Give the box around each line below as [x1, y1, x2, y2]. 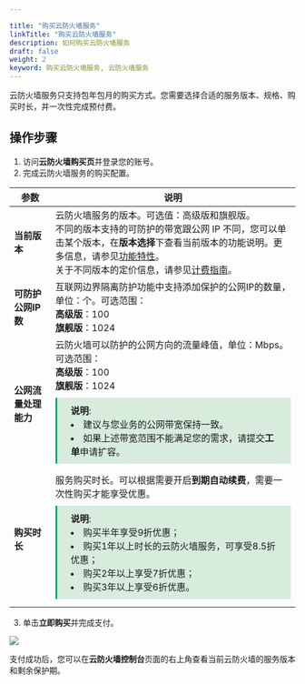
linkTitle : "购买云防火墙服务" [9, 29, 117, 39]
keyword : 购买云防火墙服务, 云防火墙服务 [9, 64, 150, 73]
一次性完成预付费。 [48, 101, 121, 112]
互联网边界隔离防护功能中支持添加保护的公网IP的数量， [54, 280, 291, 293]
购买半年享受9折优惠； [83, 526, 181, 538]
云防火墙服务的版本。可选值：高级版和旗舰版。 [54, 208, 256, 221]
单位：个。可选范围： [54, 294, 147, 307]
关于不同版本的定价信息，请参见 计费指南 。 [54, 263, 238, 276]
